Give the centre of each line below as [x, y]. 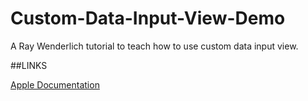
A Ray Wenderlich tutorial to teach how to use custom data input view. [154, 46]
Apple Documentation [55, 84]
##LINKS [29, 65]
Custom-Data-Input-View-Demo [148, 18]
